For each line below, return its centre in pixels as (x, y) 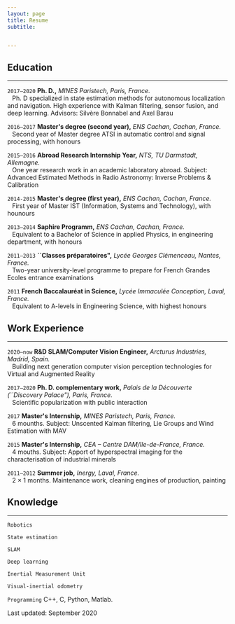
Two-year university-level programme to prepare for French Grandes (111, 270)
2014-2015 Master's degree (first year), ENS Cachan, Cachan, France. (109, 199)
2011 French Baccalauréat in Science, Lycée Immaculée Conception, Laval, (116, 291)
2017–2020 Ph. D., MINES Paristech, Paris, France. (79, 91)
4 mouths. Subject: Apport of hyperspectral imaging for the (97, 452)
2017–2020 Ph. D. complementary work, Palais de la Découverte (100, 387)
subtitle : (22, 27)
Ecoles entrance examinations (51, 278)
